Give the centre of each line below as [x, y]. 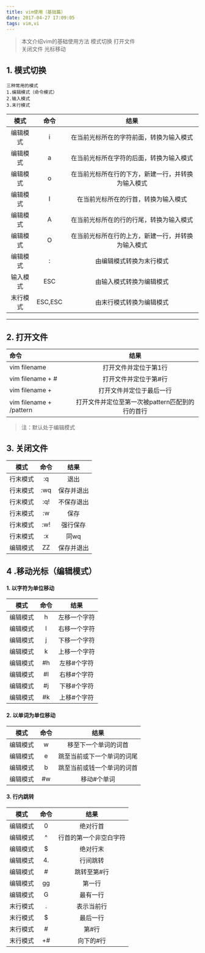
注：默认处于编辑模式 [48, 427]
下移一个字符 [77, 640]
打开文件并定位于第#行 [135, 379]
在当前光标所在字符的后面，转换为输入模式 [132, 158]
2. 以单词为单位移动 [31, 715]
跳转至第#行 [92, 872]
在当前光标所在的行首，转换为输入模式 [132, 199]
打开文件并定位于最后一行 [135, 390]
